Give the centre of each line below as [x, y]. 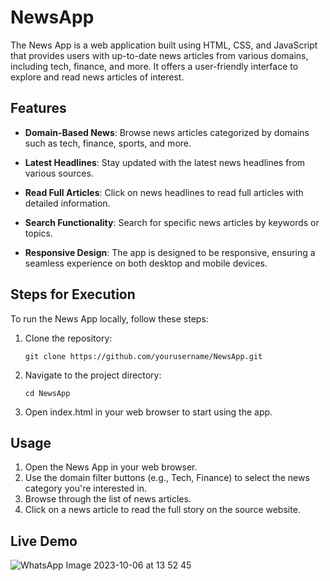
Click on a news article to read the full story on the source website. [162, 510]
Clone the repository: [68, 338]
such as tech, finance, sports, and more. [108, 143]
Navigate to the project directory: [93, 375]
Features [38, 108]
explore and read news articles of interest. [97, 77]
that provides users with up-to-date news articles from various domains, [159, 55]
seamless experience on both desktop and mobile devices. [146, 263]
